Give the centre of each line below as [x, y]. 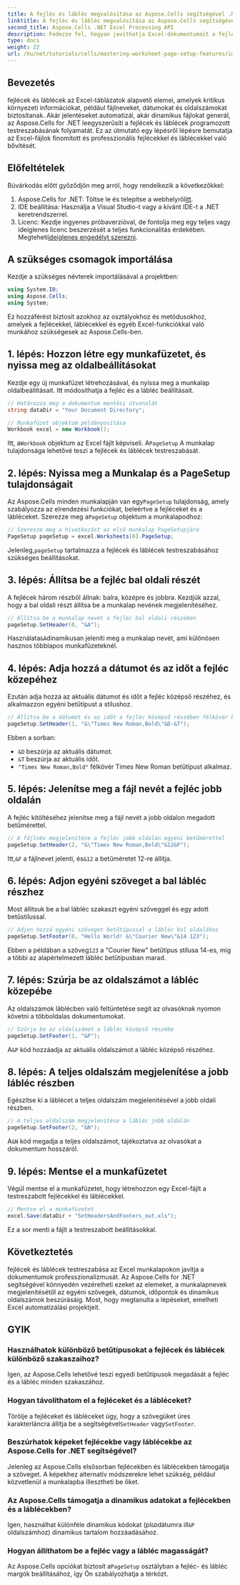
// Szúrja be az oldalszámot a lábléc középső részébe [91, 1029]
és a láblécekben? [39, 1509]
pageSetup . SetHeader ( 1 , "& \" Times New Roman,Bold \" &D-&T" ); [99, 724]
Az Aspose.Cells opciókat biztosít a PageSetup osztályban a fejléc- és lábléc [117, 1566]
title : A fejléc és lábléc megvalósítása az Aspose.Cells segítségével [116, 14]
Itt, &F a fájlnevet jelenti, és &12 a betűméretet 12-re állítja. [90, 859]
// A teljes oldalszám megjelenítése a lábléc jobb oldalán [99, 1121]
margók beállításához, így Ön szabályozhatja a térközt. [88, 1574]
